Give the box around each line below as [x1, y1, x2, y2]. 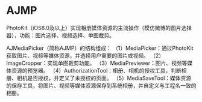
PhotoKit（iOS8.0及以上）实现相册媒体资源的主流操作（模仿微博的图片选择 [6, 24, 192, 31]
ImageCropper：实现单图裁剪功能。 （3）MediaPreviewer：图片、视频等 [6, 59, 188, 67]
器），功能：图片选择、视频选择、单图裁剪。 [6, 31, 115, 39]
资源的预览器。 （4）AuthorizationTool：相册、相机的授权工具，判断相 [11, 67, 187, 74]
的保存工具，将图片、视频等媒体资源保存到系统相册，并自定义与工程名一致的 [6, 82, 197, 89]
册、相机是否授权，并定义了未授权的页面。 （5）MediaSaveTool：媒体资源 [6, 74, 192, 82]
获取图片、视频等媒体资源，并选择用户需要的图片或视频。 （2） [6, 52, 165, 59]
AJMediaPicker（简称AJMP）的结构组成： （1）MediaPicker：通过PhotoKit [6, 44, 194, 52]
